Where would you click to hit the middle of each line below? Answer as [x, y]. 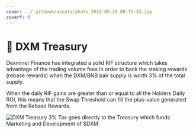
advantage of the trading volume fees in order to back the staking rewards [97, 69]
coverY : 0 [18, 17]
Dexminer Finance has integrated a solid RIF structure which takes [87, 63]
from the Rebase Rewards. [38, 106]
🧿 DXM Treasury [47, 47]
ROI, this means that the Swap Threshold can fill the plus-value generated [96, 100]
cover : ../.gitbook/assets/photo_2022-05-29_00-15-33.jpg [79, 12]
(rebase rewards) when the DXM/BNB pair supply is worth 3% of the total [96, 75]
